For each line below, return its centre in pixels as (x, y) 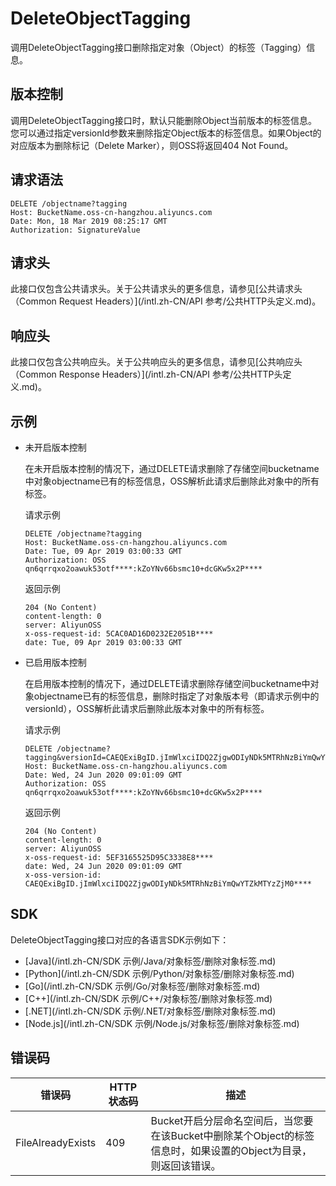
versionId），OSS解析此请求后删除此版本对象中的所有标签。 (147, 708)
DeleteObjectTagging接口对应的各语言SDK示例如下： (120, 939)
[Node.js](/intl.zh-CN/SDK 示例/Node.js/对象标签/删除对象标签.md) (162, 1023)
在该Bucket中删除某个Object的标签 (232, 1135)
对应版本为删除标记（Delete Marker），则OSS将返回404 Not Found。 (152, 145)
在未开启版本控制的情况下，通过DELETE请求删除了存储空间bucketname (172, 468)
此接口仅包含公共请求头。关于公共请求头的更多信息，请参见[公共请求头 (156, 289)
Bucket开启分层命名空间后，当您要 (232, 1120)
